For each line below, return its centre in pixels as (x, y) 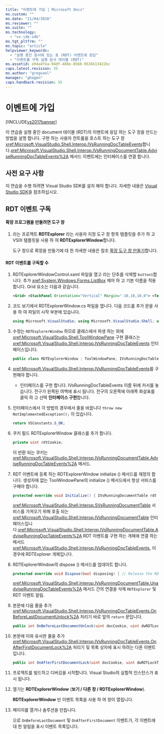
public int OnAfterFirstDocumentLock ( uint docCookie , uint (74, 663)
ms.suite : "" (19, 28)
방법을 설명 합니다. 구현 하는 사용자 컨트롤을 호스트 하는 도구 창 (65, 138)
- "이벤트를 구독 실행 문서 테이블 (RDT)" (47, 60)
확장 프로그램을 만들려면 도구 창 (35, 222)
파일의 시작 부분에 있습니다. (54, 312)
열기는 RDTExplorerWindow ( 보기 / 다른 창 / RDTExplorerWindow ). (79, 689)
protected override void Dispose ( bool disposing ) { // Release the (82, 574)
